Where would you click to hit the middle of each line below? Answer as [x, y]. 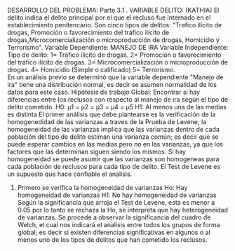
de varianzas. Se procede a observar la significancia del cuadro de [114, 217]
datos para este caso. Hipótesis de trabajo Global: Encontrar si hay [104, 92]
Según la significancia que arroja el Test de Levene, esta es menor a [116, 202]
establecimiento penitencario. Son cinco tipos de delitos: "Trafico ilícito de [115, 25]
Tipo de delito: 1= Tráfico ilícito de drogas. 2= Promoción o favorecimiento [114, 55]
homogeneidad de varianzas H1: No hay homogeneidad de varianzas [117, 195]
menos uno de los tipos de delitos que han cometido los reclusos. [112, 240]
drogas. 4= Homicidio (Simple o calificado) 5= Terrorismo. [91, 70]
